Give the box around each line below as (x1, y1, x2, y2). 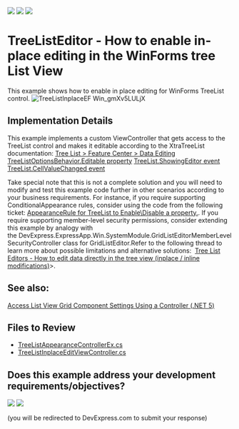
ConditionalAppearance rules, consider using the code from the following (7, 201, 223, 209)
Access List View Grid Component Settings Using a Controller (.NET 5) (7, 301, 215, 310)
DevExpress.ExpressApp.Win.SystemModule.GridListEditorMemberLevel (18, 231, 232, 239)
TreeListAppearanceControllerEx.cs (17, 340, 123, 349)
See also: (7, 282, 50, 294)
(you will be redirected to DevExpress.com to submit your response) (7, 414, 208, 423)
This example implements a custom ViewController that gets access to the (7, 133, 226, 142)
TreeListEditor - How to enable (7, 33, 191, 49)
